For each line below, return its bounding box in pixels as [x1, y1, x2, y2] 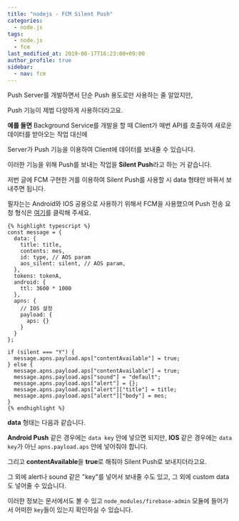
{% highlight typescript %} [7, 222, 91, 229]
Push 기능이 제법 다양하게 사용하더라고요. [7, 105, 123, 114]
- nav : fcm [14, 70, 46, 77]
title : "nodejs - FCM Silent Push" [7, 10, 113, 18]
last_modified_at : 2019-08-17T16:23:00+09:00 [7, 51, 145, 58]
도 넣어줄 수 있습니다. [7, 481, 66, 490]
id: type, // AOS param [20, 254, 91, 261]
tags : [7, 30, 24, 38]
